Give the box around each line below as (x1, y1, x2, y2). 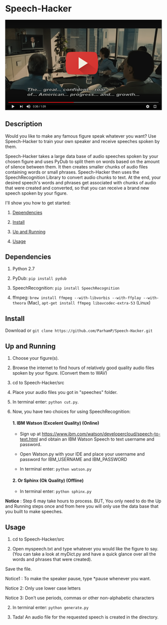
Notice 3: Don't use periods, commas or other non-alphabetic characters (5, 595, 155, 601)
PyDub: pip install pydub (12, 275, 67, 281)
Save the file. (5, 566, 32, 572)
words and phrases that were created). (12, 556, 92, 562)
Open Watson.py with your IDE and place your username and (19, 451, 145, 457)
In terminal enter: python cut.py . (12, 398, 79, 405)
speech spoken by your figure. (5, 190, 68, 196)
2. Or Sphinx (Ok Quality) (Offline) (12, 477, 84, 483)
